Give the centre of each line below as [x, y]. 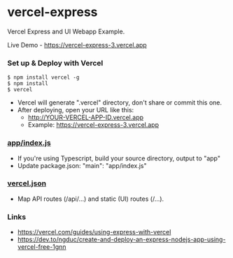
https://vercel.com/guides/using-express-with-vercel [94, 232]
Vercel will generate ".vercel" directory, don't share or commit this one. [120, 103]
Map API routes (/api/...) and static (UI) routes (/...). [91, 199]
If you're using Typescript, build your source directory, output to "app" [119, 158]
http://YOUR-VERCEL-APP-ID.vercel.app [86, 117]
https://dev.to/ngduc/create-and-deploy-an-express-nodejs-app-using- [121, 240]
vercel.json [27, 183]
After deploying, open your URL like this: [76, 110]
